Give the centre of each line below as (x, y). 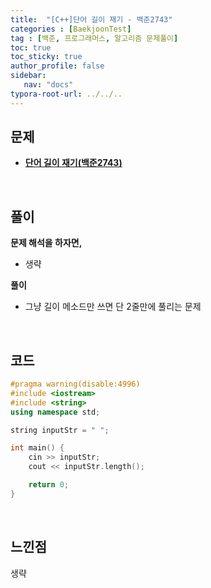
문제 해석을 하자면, (46, 243)
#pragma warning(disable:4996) (75, 384)
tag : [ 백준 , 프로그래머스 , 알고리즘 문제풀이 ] (94, 38)
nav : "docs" (48, 85)
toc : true (31, 47)
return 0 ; (49, 485)
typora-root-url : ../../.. (66, 94)
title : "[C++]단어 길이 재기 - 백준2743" (91, 19)
